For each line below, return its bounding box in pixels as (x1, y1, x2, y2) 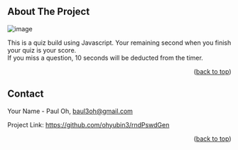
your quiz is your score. (7, 45, 77, 54)
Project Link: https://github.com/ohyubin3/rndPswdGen (7, 120, 170, 129)
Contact (7, 88, 44, 100)
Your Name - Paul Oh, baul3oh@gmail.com (7, 107, 134, 115)
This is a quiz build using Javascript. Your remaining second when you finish (7, 38, 232, 47)
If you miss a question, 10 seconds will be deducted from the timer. (7, 53, 204, 62)
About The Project (7, 6, 90, 18)
